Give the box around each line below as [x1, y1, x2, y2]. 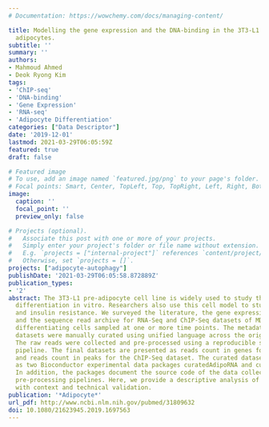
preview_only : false [15, 212, 84, 221]
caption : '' [15, 197, 56, 205]
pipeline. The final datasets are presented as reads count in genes [15, 346, 252, 354]
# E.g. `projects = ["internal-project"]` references [8, 250, 199, 258]
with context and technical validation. [15, 384, 152, 392]
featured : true [8, 145, 59, 153]
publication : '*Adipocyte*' [8, 391, 102, 399]
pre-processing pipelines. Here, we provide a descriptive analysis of [15, 376, 260, 384]
